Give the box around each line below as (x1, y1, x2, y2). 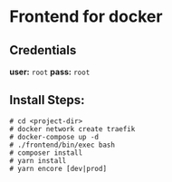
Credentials (9, 43, 77, 58)
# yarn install (9, 156, 67, 165)
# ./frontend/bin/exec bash (9, 140, 116, 149)
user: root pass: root (9, 66, 91, 77)
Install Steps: (9, 92, 85, 108)
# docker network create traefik (9, 124, 136, 133)
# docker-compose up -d (9, 132, 100, 141)
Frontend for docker (9, 6, 163, 27)
